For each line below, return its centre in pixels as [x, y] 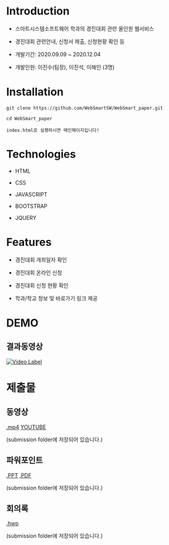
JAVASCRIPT [31, 194]
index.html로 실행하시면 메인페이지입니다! [53, 130]
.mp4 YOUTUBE [26, 427]
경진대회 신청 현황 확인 [42, 285]
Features [29, 242]
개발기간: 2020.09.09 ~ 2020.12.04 [58, 54]
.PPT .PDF [19, 475]
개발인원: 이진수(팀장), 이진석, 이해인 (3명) [65, 67]
